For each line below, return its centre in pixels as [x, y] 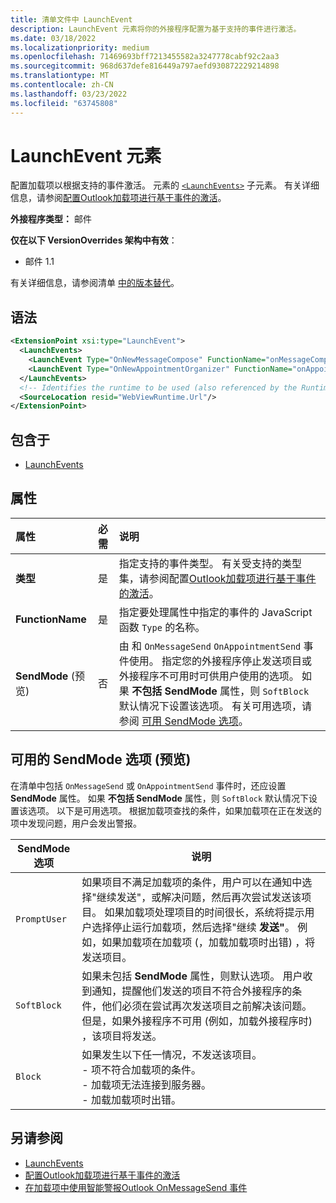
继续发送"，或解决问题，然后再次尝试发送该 [199, 897]
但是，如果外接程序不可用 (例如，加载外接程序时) [197, 1021]
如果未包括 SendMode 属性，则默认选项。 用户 [192, 976]
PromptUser [41, 919]
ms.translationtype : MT [60, 76]
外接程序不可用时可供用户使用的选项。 [209, 676]
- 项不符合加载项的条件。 [141, 1069]
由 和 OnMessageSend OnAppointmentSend [210, 646]
